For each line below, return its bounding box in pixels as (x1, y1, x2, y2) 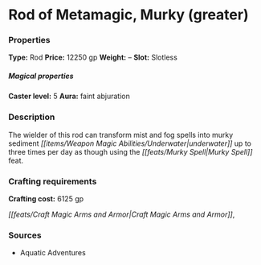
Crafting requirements (8, 176, 97, 187)
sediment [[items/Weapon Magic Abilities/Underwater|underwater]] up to (8, 139, 251, 148)
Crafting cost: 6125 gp (8, 194, 84, 204)
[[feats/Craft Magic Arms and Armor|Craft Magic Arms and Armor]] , (8, 209, 235, 219)
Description (8, 111, 55, 122)
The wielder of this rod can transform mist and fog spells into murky (8, 130, 234, 139)
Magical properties (8, 71, 74, 81)
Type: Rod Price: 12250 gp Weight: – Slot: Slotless (8, 52, 178, 62)
